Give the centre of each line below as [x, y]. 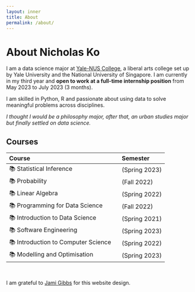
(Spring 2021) [141, 218]
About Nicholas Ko [53, 52]
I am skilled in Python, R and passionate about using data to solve [86, 99]
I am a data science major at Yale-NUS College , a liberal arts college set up [98, 68]
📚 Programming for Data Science [56, 205]
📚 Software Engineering [43, 230]
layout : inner [24, 12]
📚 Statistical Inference [41, 169]
